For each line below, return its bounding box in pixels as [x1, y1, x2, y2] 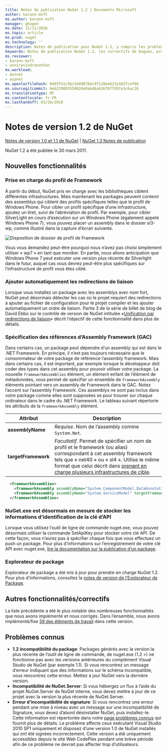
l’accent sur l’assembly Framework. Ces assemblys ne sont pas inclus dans [5, 387, 159, 393]
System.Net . [54, 429, 82, 436]
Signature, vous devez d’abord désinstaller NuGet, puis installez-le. [12, 710, 150, 716]
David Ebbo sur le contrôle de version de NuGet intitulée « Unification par [5, 311, 155, 317]
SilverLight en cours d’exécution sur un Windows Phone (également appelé [5, 215, 159, 221]
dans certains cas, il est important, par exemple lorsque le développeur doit [5, 361, 160, 367]
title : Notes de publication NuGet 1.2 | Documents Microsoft [5, 7, 137, 12]
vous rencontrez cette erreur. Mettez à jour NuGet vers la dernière [12, 673, 148, 679]
